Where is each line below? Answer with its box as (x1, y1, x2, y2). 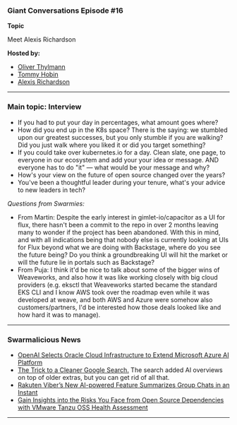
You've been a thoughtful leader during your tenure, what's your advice (17, 178, 226, 186)
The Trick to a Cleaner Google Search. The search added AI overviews (17, 366, 224, 374)
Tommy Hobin (17, 70, 59, 79)
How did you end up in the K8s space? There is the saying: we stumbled (17, 126, 228, 134)
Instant (17, 388, 38, 397)
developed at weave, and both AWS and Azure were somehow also (17, 295, 213, 304)
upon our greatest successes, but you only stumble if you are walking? (17, 133, 224, 141)
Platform (17, 358, 43, 366)
